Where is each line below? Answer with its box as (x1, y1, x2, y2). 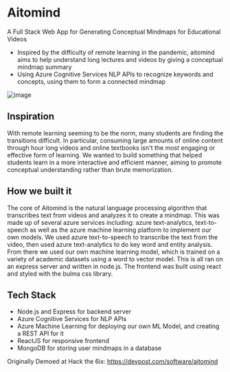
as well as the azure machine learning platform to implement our (30, 226, 211, 234)
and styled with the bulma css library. (7, 270, 113, 278)
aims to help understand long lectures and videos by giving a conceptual (16, 55, 223, 63)
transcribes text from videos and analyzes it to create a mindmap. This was (7, 211, 220, 219)
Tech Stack (7, 289, 56, 300)
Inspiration (7, 111, 55, 122)
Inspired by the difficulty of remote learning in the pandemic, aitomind (16, 48, 215, 56)
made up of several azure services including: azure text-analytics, (7, 218, 194, 226)
